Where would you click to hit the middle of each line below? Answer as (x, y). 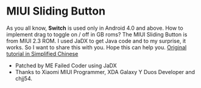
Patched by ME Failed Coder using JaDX (66, 66)
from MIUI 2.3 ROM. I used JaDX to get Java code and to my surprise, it (96, 41)
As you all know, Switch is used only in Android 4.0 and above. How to (95, 28)
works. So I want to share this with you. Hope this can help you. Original (97, 47)
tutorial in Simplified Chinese (42, 53)
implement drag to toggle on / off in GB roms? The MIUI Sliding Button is (97, 34)
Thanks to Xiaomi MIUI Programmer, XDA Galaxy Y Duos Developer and (105, 72)
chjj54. (23, 78)
